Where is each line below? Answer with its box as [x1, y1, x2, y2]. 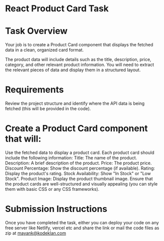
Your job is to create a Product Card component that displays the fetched [5, 42, 154, 48]
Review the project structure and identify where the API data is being [5, 100, 145, 106]
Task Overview [5, 26, 68, 37]
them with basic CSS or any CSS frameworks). [5, 186, 99, 192]
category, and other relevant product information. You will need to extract [5, 62, 154, 68]
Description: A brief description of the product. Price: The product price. [5, 160, 152, 166]
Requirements [5, 84, 64, 95]
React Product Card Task [5, 3, 109, 14]
